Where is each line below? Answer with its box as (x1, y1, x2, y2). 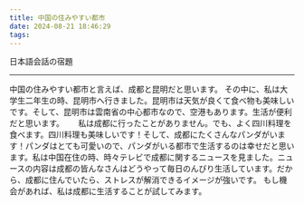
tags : (9, 30, 30, 39)
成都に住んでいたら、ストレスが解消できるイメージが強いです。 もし (24, 174, 280, 186)
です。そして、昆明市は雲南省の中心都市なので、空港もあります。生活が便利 (9, 106, 292, 118)
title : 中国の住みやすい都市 (9, 13, 106, 23)
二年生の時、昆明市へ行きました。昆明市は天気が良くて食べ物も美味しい (24, 95, 295, 106)
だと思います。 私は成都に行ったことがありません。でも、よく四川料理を (9, 118, 292, 129)
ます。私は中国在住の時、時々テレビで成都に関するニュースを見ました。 (9, 151, 278, 163)
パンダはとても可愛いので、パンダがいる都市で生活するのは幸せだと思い (24, 141, 295, 151)
